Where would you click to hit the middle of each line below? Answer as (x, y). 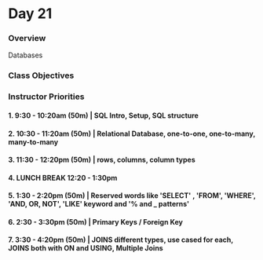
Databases (26, 55)
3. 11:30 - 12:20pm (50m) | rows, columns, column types (102, 160)
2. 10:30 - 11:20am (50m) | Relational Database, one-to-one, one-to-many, (132, 134)
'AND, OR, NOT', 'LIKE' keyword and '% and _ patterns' (99, 204)
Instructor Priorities (46, 97)
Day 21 (30, 14)
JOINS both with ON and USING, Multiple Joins (86, 248)
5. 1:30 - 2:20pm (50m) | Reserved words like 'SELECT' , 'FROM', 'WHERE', (132, 196)
